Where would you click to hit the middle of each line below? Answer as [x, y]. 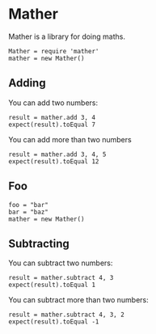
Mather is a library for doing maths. [67, 36]
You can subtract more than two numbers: [78, 300]
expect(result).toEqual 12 [54, 161]
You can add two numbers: [53, 103]
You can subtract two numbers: [61, 263]
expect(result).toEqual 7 [52, 125]
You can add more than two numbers [70, 139]
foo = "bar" [28, 205]
